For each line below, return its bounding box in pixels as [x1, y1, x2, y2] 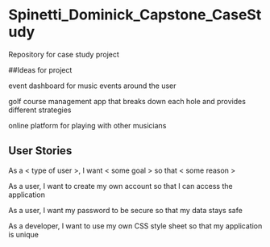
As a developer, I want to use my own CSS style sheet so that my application [8, 220, 263, 231]
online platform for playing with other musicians [8, 120, 167, 130]
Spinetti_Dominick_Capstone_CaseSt [8, 6, 262, 24]
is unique [8, 229, 39, 239]
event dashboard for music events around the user [8, 81, 177, 90]
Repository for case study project [8, 49, 119, 59]
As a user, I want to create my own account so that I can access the [8, 181, 233, 190]
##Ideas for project [8, 65, 73, 74]
